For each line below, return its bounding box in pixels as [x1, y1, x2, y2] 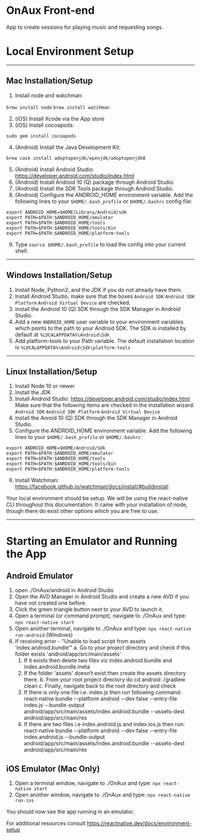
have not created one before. [14, 599, 87, 607]
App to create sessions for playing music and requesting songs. [6, 23, 163, 31]
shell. [14, 247, 29, 254]
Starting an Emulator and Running [6, 534, 178, 548]
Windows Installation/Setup [6, 270, 112, 280]
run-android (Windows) [14, 631, 73, 638]
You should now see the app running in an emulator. [6, 808, 135, 816]
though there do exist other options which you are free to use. [6, 507, 159, 515]
